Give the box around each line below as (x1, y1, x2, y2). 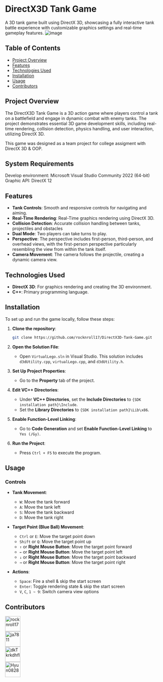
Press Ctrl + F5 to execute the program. (19, 450, 102, 455)
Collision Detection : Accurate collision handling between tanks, (12, 221, 141, 227)
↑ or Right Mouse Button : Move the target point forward (19, 544, 132, 550)
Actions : (12, 569, 30, 575)
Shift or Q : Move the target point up (19, 538, 92, 545)
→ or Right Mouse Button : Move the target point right (19, 559, 125, 565)
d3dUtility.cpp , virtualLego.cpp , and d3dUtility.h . (19, 358, 124, 364)
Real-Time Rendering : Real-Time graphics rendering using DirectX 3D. (12, 215, 155, 221)
